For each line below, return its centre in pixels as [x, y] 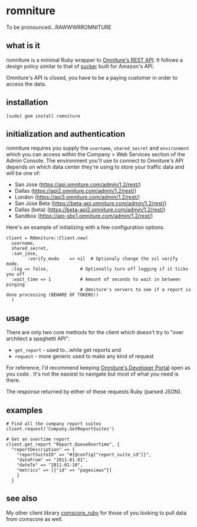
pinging [16, 285]
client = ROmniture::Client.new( [47, 238]
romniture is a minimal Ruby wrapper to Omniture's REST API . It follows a [94, 60]
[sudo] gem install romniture [43, 116]
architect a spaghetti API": [38, 339]
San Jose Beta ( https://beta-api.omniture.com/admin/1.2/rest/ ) [91, 203]
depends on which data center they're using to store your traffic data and [95, 167]
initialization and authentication [66, 134]
